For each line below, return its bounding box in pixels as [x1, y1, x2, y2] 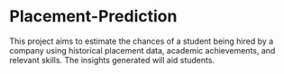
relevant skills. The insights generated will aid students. [9, 54, 215, 65]
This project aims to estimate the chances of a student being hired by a [9, 36, 274, 46]
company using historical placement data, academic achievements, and [9, 45, 276, 55]
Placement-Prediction [9, 6, 178, 27]
